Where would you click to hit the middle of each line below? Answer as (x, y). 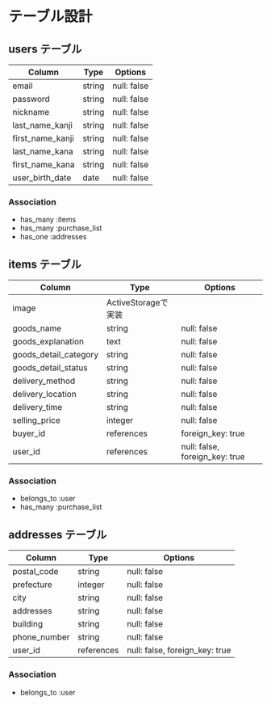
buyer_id (29, 433)
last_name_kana (43, 152)
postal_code (35, 572)
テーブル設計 (50, 17)
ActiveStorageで (137, 302)
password (31, 99)
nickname (31, 112)
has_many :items (48, 220)
